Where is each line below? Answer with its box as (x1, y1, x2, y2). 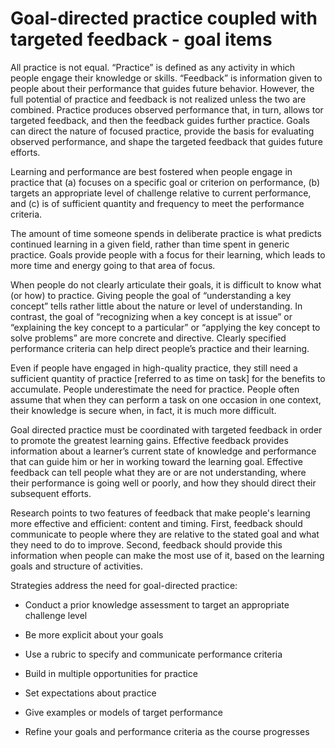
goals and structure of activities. (10, 560, 144, 572)
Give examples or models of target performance (24, 706, 223, 718)
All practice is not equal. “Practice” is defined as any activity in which (10, 61, 296, 73)
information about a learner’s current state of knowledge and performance (10, 445, 317, 457)
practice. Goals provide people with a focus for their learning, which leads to (10, 248, 326, 261)
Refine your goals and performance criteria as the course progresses (24, 725, 310, 737)
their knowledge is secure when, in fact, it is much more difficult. (10, 404, 277, 416)
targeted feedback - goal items (10, 28, 273, 51)
